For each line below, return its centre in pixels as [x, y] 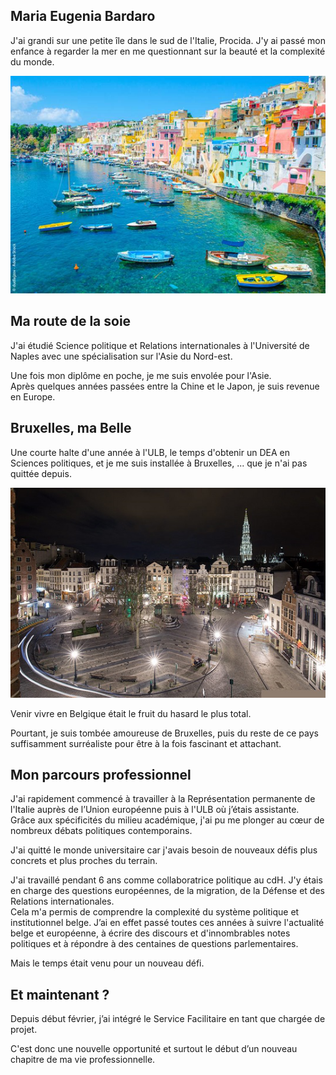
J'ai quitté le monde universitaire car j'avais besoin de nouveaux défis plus [164, 850]
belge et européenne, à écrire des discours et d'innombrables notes [150, 933]
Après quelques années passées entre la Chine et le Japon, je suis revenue [165, 386]
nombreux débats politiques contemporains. [101, 831]
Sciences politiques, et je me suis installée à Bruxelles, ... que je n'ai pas [159, 463]
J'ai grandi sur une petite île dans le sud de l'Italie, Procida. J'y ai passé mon [168, 40]
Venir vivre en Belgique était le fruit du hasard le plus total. [131, 713]
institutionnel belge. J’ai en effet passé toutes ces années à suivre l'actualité [167, 923]
